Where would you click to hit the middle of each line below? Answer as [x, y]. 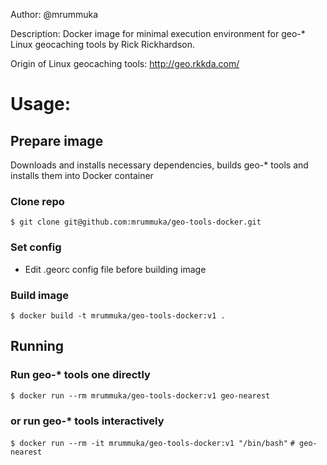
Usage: [41, 104]
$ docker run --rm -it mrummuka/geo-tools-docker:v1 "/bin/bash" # [152, 443]
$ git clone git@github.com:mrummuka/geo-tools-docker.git [136, 222]
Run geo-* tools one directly [80, 375]
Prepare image [57, 140]
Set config [36, 247]
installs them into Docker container [82, 175]
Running [37, 346]
